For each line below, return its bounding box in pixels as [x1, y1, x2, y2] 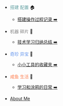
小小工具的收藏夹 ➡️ [17, 61, 58, 67]
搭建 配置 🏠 [9, 4, 35, 10]
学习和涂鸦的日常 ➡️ [17, 84, 58, 90]
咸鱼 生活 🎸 [9, 74, 33, 79]
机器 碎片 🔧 [9, 29, 33, 34]
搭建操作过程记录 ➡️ [17, 16, 58, 22]
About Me [9, 96, 31, 102]
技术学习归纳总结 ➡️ [17, 39, 58, 45]
